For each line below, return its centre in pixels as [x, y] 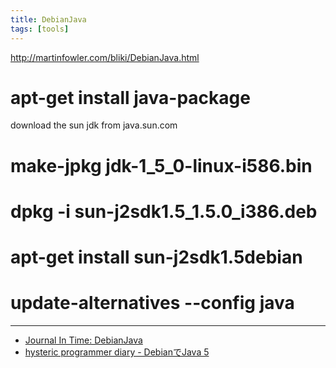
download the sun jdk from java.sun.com [94, 125]
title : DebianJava [48, 19]
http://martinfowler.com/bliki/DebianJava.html [105, 57]
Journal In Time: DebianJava [83, 340]
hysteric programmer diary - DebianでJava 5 [117, 352]
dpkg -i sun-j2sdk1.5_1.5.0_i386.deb [164, 211]
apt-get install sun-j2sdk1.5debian [156, 257]
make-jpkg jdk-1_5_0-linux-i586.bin [161, 165]
